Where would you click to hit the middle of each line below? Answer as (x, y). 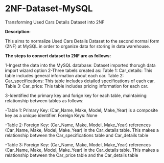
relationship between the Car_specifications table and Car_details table (77, 135)
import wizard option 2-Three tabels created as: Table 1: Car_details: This (79, 70)
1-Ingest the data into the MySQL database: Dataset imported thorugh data (80, 65)
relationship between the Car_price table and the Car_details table (72, 155)
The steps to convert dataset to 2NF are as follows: (58, 56)
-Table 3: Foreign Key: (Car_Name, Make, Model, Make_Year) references (78, 144)
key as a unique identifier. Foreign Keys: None (51, 115)
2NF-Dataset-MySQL (49, 9)
